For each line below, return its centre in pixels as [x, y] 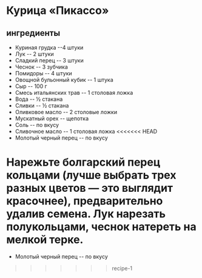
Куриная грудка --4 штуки [49, 47]
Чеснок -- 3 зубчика [42, 67]
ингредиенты [33, 33]
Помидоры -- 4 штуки [44, 73]
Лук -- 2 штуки [35, 54]
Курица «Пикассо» [58, 11]
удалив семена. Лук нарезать [86, 214]
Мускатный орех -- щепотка [52, 118]
